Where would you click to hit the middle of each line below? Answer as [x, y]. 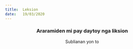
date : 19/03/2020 [25, 14]
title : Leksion [22, 9]
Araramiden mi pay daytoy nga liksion [82, 31]
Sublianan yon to [82, 41]
